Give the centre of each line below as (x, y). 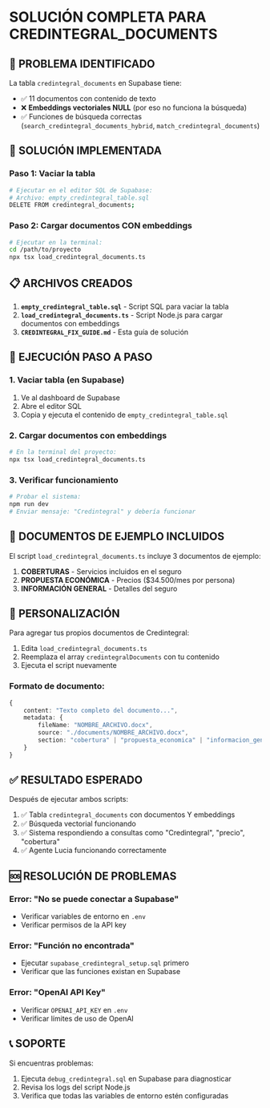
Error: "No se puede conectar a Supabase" (94, 899)
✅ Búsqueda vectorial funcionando (79, 824)
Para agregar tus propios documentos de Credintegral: (99, 633)
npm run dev (29, 504)
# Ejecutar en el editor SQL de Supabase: (81, 190)
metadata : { (43, 718)
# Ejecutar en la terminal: (56, 242)
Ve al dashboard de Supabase (71, 398)
